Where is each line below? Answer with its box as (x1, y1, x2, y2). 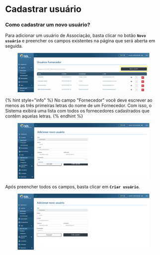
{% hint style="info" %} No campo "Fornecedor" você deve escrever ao (5, 97, 153, 103)
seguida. (5, 43, 23, 49)
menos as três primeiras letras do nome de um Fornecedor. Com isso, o (5, 102, 152, 108)
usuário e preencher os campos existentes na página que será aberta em (5, 38, 156, 44)
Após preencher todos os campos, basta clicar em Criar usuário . (5, 184, 140, 190)
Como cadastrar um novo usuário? (5, 21, 90, 28)
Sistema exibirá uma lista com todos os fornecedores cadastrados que (5, 108, 150, 114)
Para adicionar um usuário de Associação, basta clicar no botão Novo (5, 32, 146, 38)
